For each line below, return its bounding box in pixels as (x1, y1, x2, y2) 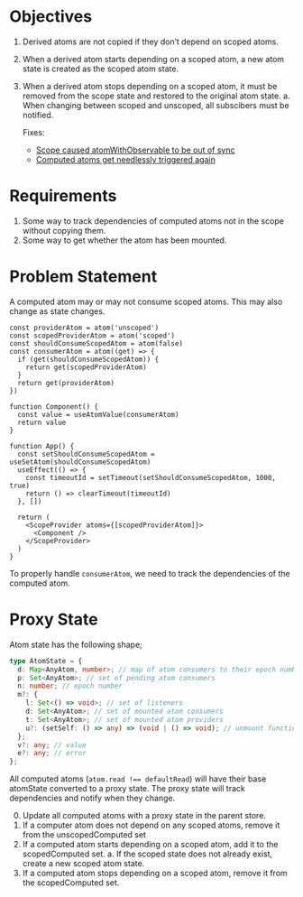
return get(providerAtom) (17, 378, 115, 387)
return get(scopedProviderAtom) (25, 363, 147, 372)
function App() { (9, 441, 75, 450)
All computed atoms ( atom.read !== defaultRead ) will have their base (9, 773, 267, 784)
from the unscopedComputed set (22, 829, 147, 840)
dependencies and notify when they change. (9, 792, 176, 804)
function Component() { (9, 402, 99, 412)
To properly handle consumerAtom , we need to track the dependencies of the (9, 568, 290, 578)
